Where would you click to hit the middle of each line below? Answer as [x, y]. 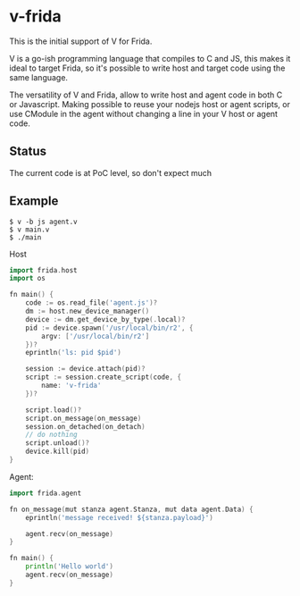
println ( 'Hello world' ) [70, 567]
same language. [39, 77]
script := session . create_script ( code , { [103, 377]
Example [34, 201]
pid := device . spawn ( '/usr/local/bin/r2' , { [109, 328]
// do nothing [51, 435]
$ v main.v [29, 230]
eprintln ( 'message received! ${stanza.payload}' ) [120, 517]
